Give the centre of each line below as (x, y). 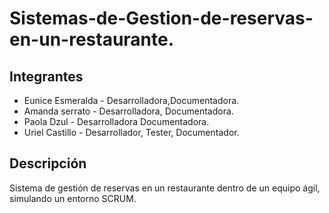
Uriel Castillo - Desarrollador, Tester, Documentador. (131, 132)
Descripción (48, 163)
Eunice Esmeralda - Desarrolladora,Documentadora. (131, 100)
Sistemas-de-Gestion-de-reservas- (161, 18)
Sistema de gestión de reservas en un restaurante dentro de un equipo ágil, (165, 188)
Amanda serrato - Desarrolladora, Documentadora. (128, 111)
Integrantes (46, 76)
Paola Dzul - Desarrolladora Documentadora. (116, 121)
